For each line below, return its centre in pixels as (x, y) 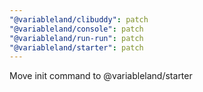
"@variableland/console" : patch (76, 29)
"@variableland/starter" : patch (76, 47)
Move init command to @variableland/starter (101, 76)
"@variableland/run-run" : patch (76, 38)
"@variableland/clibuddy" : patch (79, 19)
